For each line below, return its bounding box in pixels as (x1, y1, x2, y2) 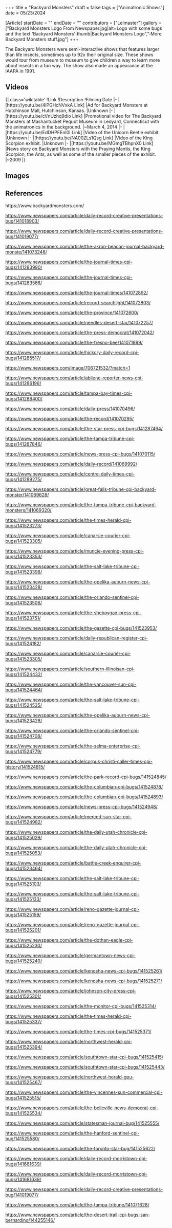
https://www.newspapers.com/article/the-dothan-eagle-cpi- (5, 937, 133, 943)
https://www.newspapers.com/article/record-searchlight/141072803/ (5, 300, 151, 306)
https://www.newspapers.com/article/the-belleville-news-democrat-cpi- (5, 1105, 159, 1111)
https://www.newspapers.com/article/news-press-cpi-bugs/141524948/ (5, 804, 158, 810)
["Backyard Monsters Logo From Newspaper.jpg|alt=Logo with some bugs (5, 25, 162, 31)
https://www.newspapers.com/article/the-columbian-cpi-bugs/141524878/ (5, 784, 163, 790)
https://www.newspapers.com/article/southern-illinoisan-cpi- (5, 666, 135, 672)
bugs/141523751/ (5, 615, 41, 621)
